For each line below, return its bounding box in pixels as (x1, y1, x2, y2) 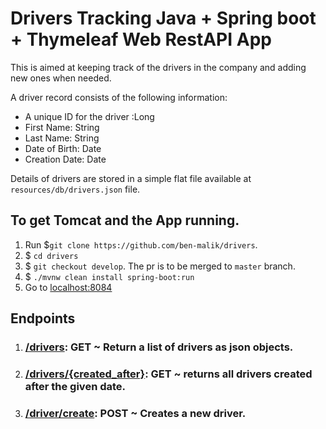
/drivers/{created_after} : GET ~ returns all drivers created (24, 367, 313, 381)
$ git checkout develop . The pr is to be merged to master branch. (24, 260, 296, 272)
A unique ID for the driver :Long (24, 110, 155, 122)
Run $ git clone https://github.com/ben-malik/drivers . (24, 238, 258, 251)
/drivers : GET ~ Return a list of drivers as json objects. (24, 340, 294, 354)
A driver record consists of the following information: (10, 91, 228, 103)
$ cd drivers (24, 249, 79, 261)
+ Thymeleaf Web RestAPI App (10, 28, 272, 51)
